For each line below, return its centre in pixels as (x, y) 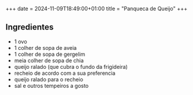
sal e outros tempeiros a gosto (51, 85)
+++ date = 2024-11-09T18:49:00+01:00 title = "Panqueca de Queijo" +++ (96, 9)
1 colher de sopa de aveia (45, 47)
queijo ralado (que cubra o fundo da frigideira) (71, 66)
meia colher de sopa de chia (49, 60)
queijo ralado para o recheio (49, 79)
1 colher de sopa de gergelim (50, 54)
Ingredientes (30, 27)
